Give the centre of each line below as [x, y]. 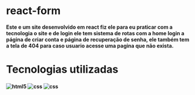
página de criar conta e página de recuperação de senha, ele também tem [98, 39]
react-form [33, 11]
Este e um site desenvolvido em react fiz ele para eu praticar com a [90, 27]
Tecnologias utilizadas [62, 69]
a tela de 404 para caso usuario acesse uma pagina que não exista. [90, 46]
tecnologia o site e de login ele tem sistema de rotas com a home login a [95, 33]
